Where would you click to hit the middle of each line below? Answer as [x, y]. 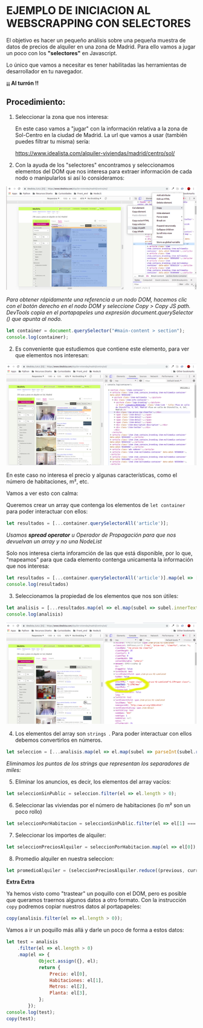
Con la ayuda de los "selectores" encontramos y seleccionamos [95, 165]
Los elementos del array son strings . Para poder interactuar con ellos [103, 734]
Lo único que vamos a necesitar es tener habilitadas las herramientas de [97, 65]
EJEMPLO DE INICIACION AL [79, 11]
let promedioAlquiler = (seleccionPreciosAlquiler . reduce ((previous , [96, 870]
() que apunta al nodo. [34, 318]
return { [50, 967]
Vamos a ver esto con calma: [42, 493]
